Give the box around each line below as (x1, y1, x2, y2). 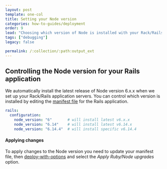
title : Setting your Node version (5, 16, 77, 21)
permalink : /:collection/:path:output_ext (5, 48, 94, 54)
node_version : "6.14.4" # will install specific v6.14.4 (14, 126, 137, 132)
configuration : (9, 113, 41, 118)
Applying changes (5, 137, 44, 143)
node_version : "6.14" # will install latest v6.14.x (14, 122, 133, 127)
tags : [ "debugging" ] (5, 35, 48, 40)
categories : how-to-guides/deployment (5, 21, 85, 26)
